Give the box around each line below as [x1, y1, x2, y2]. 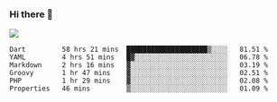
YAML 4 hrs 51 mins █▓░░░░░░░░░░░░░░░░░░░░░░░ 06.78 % [9, 53, 269, 62]
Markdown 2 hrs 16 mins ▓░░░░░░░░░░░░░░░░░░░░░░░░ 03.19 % [9, 61, 269, 70]
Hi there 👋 [9, 8, 54, 21]
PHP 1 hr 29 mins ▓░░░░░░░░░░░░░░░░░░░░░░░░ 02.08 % [9, 76, 269, 86]
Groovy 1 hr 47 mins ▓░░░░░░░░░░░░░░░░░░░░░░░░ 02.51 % [9, 69, 269, 78]
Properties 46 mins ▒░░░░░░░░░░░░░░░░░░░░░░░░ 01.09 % [9, 84, 269, 93]
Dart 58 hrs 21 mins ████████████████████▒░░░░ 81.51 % [9, 45, 269, 55]
